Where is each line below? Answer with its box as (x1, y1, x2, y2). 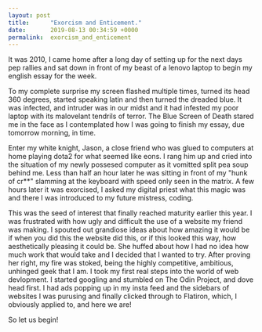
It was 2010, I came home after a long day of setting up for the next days (8, 55, 243, 64)
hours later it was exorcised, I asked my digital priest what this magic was (8, 185, 246, 194)
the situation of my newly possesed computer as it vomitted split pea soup (8, 160, 249, 169)
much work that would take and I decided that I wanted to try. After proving (8, 250, 251, 259)
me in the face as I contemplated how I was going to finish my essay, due (8, 120, 245, 129)
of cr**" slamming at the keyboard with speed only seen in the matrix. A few (8, 177, 255, 186)
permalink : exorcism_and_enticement (8, 33, 132, 41)
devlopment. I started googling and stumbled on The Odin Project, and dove (8, 275, 253, 284)
